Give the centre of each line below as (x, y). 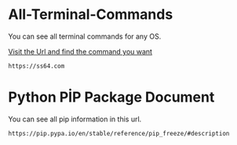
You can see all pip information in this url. (75, 119)
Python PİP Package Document (111, 97)
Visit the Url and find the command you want (80, 51)
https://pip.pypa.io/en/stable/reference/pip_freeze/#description (119, 133)
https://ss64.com (36, 66)
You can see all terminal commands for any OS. (85, 36)
